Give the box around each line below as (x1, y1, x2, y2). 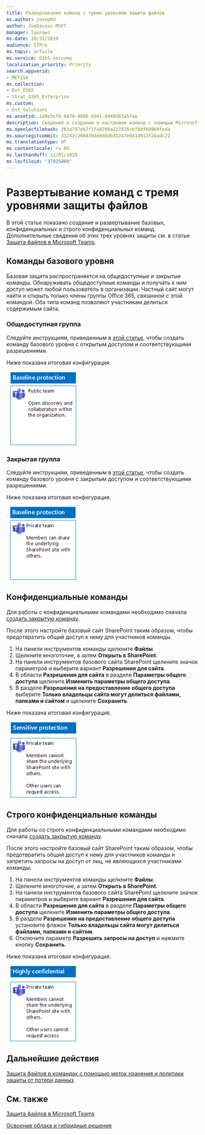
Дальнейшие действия (6, 1054, 99, 1064)
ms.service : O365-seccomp (6, 55, 72, 61)
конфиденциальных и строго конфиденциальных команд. (6, 225, 156, 233)
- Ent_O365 (6, 88, 34, 94)
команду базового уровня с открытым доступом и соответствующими (6, 340, 192, 348)
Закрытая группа (6, 455, 61, 463)
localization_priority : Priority (6, 61, 92, 67)
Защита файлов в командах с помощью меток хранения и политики (6, 1069, 184, 1077)
